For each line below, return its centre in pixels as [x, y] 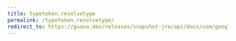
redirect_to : [26, 26]
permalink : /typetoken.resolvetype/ [61, 20]
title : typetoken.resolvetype [52, 14]
